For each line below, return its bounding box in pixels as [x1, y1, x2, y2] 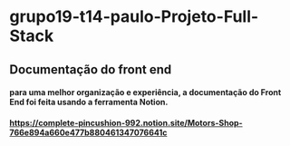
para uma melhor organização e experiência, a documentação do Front [9, 87, 282, 98]
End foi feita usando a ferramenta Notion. [9, 97, 169, 108]
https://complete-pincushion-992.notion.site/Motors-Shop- [9, 117, 243, 128]
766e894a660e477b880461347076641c [9, 127, 168, 138]
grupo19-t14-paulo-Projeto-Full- [9, 6, 259, 27]
